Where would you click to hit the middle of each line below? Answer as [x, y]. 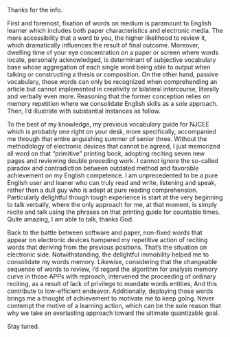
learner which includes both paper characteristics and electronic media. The [115, 31]
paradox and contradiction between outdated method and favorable [103, 168]
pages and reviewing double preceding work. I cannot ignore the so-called [113, 161]
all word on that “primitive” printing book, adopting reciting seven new [106, 153]
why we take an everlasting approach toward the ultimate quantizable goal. [113, 313]
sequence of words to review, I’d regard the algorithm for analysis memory [112, 269]
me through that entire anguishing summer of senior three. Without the [107, 139]
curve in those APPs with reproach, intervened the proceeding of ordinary [112, 276]
